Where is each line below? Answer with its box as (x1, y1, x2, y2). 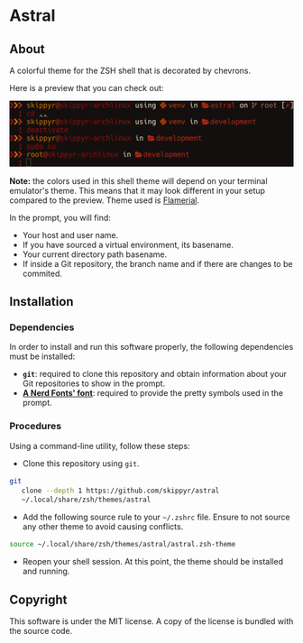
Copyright (9, 592, 68, 607)
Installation (9, 294, 74, 309)
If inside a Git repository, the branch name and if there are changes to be (22, 258, 293, 269)
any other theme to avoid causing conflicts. (22, 521, 184, 532)
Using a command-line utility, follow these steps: (9, 440, 191, 451)
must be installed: (9, 351, 76, 362)
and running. (22, 565, 70, 577)
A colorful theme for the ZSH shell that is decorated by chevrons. (9, 65, 252, 76)
